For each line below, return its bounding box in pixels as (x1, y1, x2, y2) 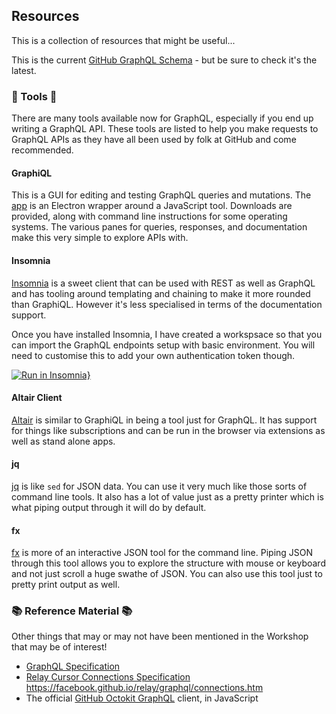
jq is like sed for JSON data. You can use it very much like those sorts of (11, 480, 308, 492)
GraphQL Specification (25, 660, 121, 673)
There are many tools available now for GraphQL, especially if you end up (11, 112, 314, 124)
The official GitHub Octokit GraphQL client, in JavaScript (25, 692, 259, 704)
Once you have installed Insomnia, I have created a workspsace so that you (11, 328, 323, 340)
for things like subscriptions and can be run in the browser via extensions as (11, 424, 326, 436)
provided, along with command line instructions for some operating (11, 210, 288, 223)
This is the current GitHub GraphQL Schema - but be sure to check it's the (11, 54, 318, 66)
